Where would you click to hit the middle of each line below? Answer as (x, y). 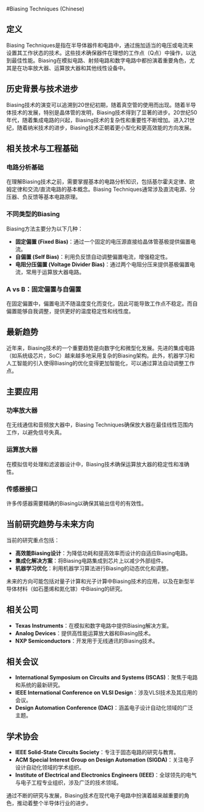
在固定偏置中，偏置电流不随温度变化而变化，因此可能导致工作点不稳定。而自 (102, 303)
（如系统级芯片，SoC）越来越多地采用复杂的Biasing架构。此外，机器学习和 (100, 356)
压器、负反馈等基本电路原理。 (43, 197)
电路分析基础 (25, 167)
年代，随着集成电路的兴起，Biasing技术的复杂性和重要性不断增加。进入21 (98, 120)
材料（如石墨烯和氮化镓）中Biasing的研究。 (71, 588)
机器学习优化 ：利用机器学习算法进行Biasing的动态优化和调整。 (93, 568)
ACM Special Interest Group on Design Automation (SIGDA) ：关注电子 (104, 760)
